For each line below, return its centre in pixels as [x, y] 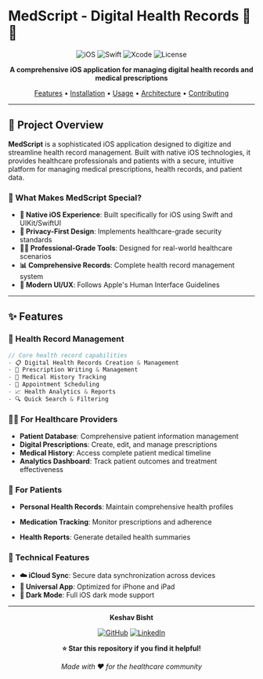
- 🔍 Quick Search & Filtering [58, 399]
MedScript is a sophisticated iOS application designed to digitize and [120, 143]
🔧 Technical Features [49, 557]
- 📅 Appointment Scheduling [54, 385]
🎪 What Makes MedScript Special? [75, 198]
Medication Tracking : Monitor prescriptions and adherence [116, 522]
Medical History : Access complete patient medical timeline [115, 453]
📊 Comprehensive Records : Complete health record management [127, 265]
